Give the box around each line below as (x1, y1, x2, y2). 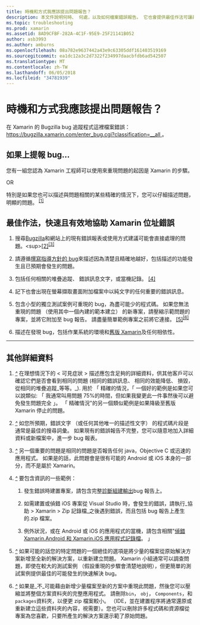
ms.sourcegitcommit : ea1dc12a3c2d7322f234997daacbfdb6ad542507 (6, 53, 167, 59)
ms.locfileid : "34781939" (6, 75, 70, 81)
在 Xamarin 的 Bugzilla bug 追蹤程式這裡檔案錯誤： (6, 123, 130, 131)
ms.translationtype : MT (6, 58, 65, 64)
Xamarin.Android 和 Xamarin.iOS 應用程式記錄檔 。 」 (23, 535, 154, 542)
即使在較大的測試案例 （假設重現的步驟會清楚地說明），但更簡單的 (25, 562, 186, 570)
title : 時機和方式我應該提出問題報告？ (6, 8, 92, 15)
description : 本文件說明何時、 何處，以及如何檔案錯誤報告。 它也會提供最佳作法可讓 (6, 14, 192, 20)
